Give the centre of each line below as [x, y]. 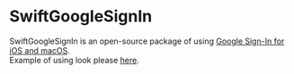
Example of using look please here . [74, 60]
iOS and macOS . [40, 50]
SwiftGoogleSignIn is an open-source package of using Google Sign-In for [147, 41]
